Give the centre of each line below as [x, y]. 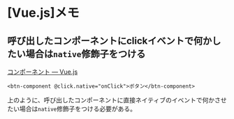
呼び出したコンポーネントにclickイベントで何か [110, 41]
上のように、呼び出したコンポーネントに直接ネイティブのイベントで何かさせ [117, 100]
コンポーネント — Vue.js [43, 72]
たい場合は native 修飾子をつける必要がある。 [72, 109]
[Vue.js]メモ [43, 13]
